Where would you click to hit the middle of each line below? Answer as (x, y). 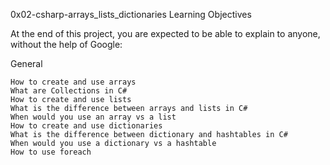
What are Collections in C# (69, 91)
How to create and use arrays (73, 82)
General (26, 63)
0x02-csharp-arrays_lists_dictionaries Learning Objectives (131, 14)
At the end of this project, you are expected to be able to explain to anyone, (165, 33)
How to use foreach (51, 152)
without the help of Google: (66, 44)
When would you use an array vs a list (93, 117)
